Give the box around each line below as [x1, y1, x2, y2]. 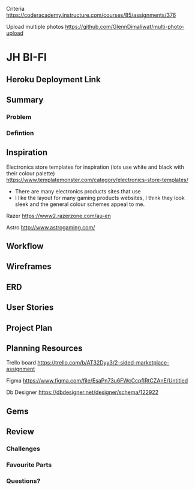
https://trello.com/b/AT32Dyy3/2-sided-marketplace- [37, 359, 170, 366]
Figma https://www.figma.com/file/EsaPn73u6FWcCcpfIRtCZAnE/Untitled [6, 377, 188, 384]
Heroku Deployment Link [6, 74, 101, 85]
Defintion [6, 129, 34, 137]
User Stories [6, 303, 54, 313]
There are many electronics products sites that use [14, 187, 141, 195]
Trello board [6, 359, 37, 366]
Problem [6, 112, 32, 121]
